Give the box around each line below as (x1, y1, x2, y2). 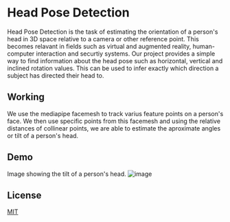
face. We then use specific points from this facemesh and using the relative (7, 117, 221, 125)
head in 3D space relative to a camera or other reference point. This (7, 34, 199, 43)
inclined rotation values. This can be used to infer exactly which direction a (7, 64, 219, 72)
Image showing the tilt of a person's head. (7, 170, 127, 178)
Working (7, 91, 45, 103)
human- (192, 42, 215, 50)
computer (7, 49, 35, 58)
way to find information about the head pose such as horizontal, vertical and (7, 56, 223, 65)
